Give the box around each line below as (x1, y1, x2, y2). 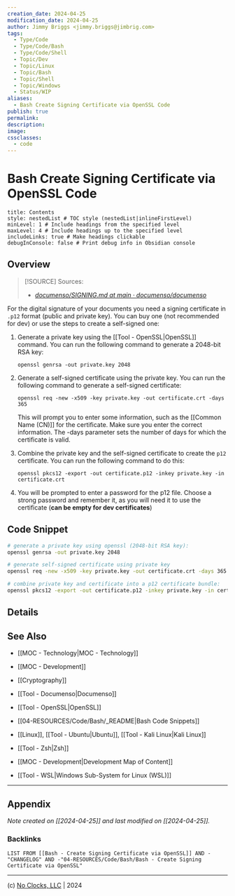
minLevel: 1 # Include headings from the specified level (7, 222, 180, 229)
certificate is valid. (17, 435, 71, 444)
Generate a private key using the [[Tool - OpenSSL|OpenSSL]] (17, 332, 197, 341)
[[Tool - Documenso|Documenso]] (17, 690, 117, 698)
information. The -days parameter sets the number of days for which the (17, 428, 227, 436)
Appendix (7, 798, 51, 810)
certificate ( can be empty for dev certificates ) (17, 503, 152, 512)
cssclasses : (7, 134, 42, 141)
